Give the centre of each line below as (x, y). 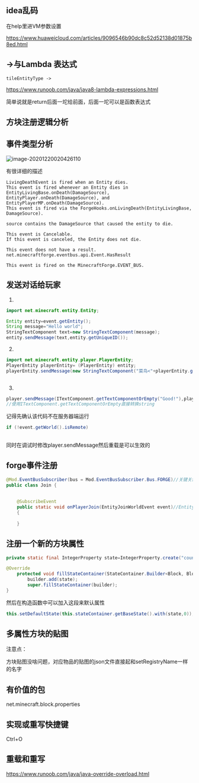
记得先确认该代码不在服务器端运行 (48, 416)
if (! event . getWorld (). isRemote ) (47, 428)
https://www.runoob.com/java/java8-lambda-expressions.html (82, 89)
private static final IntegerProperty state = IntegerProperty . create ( (94, 558)
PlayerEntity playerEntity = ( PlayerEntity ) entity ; (71, 365)
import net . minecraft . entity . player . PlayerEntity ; (70, 360)
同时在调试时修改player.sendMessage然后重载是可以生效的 (78, 445)
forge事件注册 (32, 465)
